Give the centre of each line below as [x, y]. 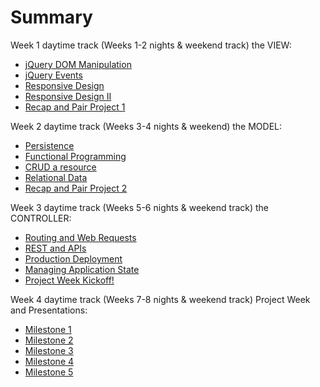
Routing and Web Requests [80, 237]
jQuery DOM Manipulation [78, 64]
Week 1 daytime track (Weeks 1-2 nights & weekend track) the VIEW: [151, 45]
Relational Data [56, 177]
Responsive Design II [68, 96]
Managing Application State [82, 269]
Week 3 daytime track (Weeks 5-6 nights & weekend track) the [140, 207]
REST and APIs [55, 248]
